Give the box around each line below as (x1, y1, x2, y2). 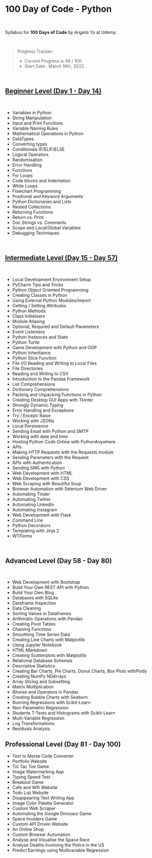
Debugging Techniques (12, 230, 60, 236)
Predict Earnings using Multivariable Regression (12, 847, 109, 853)
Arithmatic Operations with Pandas (12, 616, 83, 622)
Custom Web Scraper (12, 805, 56, 811)
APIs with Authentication (12, 460, 62, 465)
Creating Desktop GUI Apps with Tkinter (12, 396, 94, 402)
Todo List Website (12, 790, 49, 796)
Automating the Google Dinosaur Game (12, 811, 92, 817)
